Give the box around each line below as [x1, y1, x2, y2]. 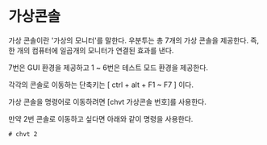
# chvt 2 [8, 130, 38, 138]
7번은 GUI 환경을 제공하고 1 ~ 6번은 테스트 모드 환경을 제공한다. [8, 62, 208, 72]
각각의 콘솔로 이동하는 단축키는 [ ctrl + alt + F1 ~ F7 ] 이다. [8, 80, 194, 89]
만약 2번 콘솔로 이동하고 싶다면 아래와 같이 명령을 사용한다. [8, 114, 194, 123]
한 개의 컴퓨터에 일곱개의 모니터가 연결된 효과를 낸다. [8, 45, 174, 55]
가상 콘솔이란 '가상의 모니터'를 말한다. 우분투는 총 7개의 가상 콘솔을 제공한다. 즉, [8, 35, 260, 45]
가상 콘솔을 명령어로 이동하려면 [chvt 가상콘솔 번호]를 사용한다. [8, 97, 207, 106]
